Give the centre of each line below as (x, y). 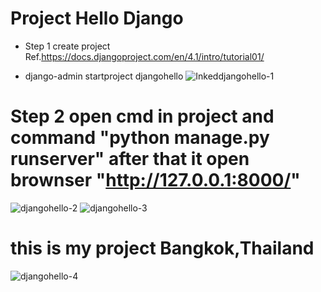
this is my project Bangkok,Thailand (162, 248)
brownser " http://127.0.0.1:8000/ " (155, 180)
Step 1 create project (67, 46)
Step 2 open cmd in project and (142, 116)
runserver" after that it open (130, 159)
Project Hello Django (97, 18)
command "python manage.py (140, 138)
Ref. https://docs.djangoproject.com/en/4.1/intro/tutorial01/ (144, 56)
